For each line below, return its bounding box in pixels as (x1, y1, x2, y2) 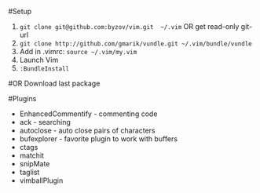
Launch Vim (19, 55, 59, 64)
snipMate (19, 159, 50, 168)
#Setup (8, 7, 32, 16)
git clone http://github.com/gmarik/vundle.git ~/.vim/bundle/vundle (19, 40, 253, 48)
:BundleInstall (19, 65, 70, 73)
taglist (19, 168, 40, 177)
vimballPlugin (19, 176, 64, 185)
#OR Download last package (8, 78, 101, 88)
